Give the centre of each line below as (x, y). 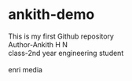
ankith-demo (51, 15)
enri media (26, 69)
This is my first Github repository (61, 36)
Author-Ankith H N (38, 44)
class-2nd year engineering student (66, 53)
